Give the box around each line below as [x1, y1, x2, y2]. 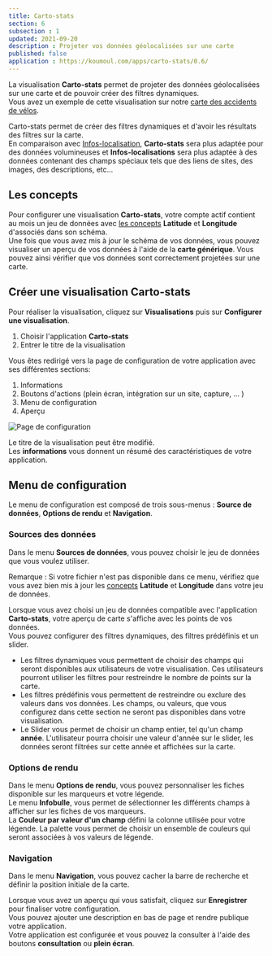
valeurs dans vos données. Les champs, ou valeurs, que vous [19, 698, 227, 708]
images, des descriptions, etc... [8, 164, 114, 174]
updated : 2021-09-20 [8, 34, 79, 43]
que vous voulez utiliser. [8, 556, 89, 565]
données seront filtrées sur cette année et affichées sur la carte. [19, 741, 235, 751]
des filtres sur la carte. [8, 129, 84, 139]
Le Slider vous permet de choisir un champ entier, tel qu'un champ [19, 724, 244, 734]
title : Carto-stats [8, 11, 75, 20]
